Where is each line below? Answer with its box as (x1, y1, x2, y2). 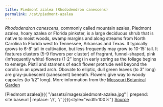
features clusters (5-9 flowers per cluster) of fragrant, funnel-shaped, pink (5, 51, 156, 56)
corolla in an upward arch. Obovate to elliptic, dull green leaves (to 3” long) (5, 66, 156, 72)
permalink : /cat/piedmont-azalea (5, 12, 73, 17)
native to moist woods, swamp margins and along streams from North (5, 35, 146, 41)
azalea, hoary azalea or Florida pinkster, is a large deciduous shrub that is (5, 30, 154, 36)
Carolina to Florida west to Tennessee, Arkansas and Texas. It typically (5, 40, 148, 46)
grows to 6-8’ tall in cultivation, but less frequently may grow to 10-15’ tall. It (5, 46, 158, 52)
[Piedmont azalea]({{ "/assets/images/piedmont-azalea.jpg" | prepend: (5, 91, 148, 97)
